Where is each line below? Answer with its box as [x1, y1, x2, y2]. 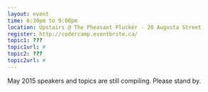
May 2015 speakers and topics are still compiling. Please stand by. [7, 76, 201, 85]
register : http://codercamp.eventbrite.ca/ [7, 30, 138, 38]
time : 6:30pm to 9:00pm [7, 17, 78, 24]
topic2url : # [7, 57, 46, 64]
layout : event [7, 10, 50, 18]
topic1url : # [7, 44, 46, 51]
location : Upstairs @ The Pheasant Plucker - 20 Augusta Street [7, 24, 202, 31]
